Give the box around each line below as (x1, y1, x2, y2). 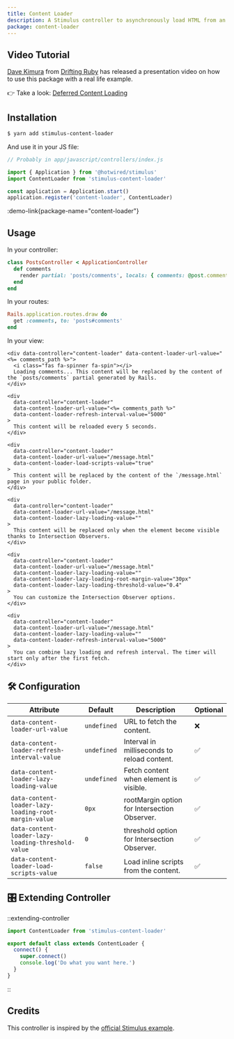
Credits (7, 1005, 40, 1017)
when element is (123, 774, 178, 784)
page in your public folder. (7, 478, 92, 485)
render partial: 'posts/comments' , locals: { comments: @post (19, 272, 204, 279)
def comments (13, 265, 52, 272)
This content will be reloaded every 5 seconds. (13, 423, 157, 431)
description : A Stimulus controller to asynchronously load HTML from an (7, 17, 226, 24)
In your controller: (7, 245, 58, 254)
